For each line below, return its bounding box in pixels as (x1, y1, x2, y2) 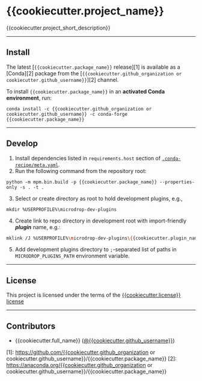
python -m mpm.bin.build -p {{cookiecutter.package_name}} (6, 179, 158, 185)
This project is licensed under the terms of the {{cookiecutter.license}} (6, 291, 181, 299)
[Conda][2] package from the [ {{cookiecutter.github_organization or (6, 69, 182, 77)
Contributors (6, 321, 56, 331)
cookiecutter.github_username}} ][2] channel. (6, 76, 119, 83)
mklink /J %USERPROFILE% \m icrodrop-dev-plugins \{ (6, 235, 133, 241)
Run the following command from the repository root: (14, 167, 147, 174)
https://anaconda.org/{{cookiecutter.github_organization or (6, 362, 153, 369)
